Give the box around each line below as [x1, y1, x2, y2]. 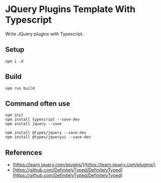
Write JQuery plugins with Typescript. [5, 31, 84, 37]
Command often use [5, 99, 70, 108]
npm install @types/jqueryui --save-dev [5, 135, 92, 140]
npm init [5, 113, 24, 118]
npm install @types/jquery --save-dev [5, 130, 87, 135]
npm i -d [5, 59, 24, 64]
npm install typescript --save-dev [5, 117, 80, 122]
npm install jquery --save [5, 122, 62, 127]
